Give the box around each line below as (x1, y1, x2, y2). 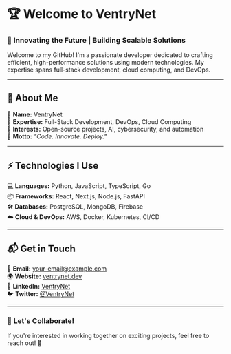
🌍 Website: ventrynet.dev (7, 272, 82, 280)
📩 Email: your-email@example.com (7, 264, 107, 273)
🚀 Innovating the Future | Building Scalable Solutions (7, 36, 186, 45)
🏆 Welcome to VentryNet (7, 6, 157, 22)
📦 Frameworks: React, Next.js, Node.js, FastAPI (7, 192, 146, 200)
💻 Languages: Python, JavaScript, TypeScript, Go (7, 182, 151, 190)
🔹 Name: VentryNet (7, 110, 63, 118)
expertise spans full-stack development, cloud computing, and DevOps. (7, 65, 211, 74)
